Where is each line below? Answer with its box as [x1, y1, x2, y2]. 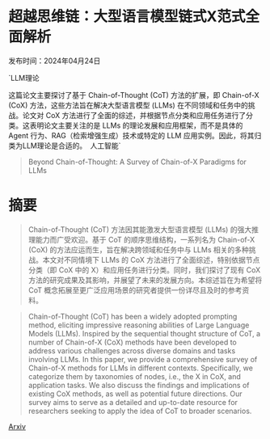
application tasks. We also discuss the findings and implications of [27, 380, 250, 390]
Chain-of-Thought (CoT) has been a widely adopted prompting [27, 311, 238, 321]
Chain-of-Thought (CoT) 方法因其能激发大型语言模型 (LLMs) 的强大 [27, 224, 252, 234]
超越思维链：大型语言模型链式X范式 [8, 7, 246, 26]
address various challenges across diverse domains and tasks [27, 345, 236, 356]
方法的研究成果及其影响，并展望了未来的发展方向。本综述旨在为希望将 [27, 275, 263, 285]
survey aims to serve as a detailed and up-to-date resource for [27, 397, 238, 407]
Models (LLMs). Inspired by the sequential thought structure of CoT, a [27, 328, 261, 338]
